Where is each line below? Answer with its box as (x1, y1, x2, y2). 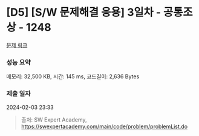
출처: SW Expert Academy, (21, 116, 87, 123)
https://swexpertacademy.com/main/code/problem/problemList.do (21, 123, 188, 130)
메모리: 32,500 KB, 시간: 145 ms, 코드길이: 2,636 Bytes (6, 73, 140, 80)
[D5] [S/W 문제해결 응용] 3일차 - (6, 5, 161, 19)
